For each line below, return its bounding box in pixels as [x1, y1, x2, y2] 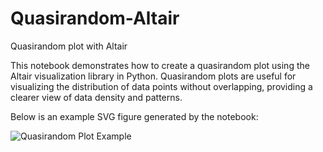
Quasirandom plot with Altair [10, 40, 128, 52]
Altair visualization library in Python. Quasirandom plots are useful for [10, 70, 297, 82]
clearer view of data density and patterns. [10, 91, 183, 103]
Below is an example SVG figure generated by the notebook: [10, 110, 259, 122]
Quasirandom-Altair [10, 7, 180, 30]
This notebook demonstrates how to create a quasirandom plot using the [10, 59, 310, 71]
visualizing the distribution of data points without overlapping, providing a [10, 80, 313, 92]
